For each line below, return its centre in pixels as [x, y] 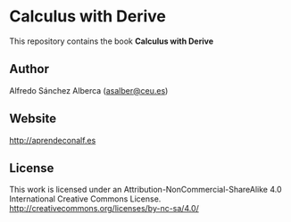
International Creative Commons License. [85, 199]
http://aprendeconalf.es [53, 140]
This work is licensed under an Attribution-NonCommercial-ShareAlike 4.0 [146, 190]
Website [33, 119]
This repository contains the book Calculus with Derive [112, 41]
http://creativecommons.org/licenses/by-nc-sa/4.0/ [104, 209]
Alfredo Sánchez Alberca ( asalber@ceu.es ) [89, 90]
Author [29, 69]
